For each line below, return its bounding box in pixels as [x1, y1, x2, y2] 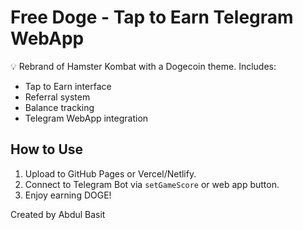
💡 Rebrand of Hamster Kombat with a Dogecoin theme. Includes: [10, 60, 277, 72]
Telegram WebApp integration [24, 112, 149, 124]
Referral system [24, 91, 91, 103]
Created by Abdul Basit [10, 208, 106, 220]
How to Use [10, 141, 84, 158]
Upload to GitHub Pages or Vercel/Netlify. [24, 167, 197, 180]
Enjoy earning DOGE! [24, 189, 112, 201]
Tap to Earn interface [24, 80, 112, 92]
